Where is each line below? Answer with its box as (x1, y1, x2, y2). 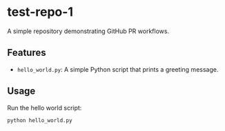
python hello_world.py (7, 117, 72, 124)
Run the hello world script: (7, 103, 82, 112)
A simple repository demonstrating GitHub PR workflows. (7, 27, 170, 35)
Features (7, 47, 46, 59)
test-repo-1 (7, 4, 74, 20)
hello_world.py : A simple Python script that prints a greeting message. (17, 65, 219, 73)
